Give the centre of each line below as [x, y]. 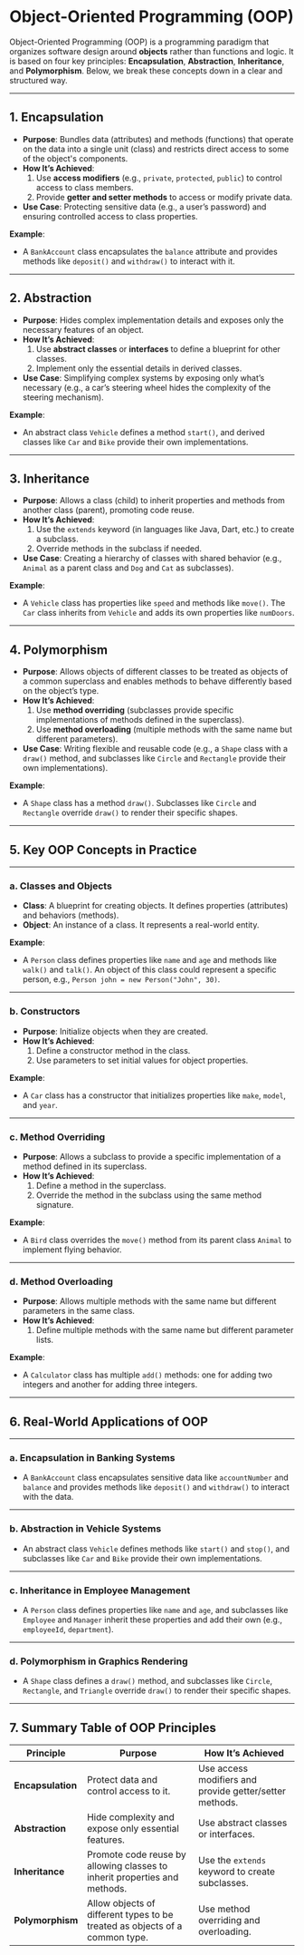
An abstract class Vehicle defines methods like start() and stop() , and [156, 1549]
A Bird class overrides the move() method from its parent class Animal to [157, 1240]
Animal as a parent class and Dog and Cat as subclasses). [128, 568]
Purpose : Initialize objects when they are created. [115, 1031]
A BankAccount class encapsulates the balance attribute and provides [150, 251]
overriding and [229, 1920]
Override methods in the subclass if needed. [119, 549]
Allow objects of [121, 1903]
